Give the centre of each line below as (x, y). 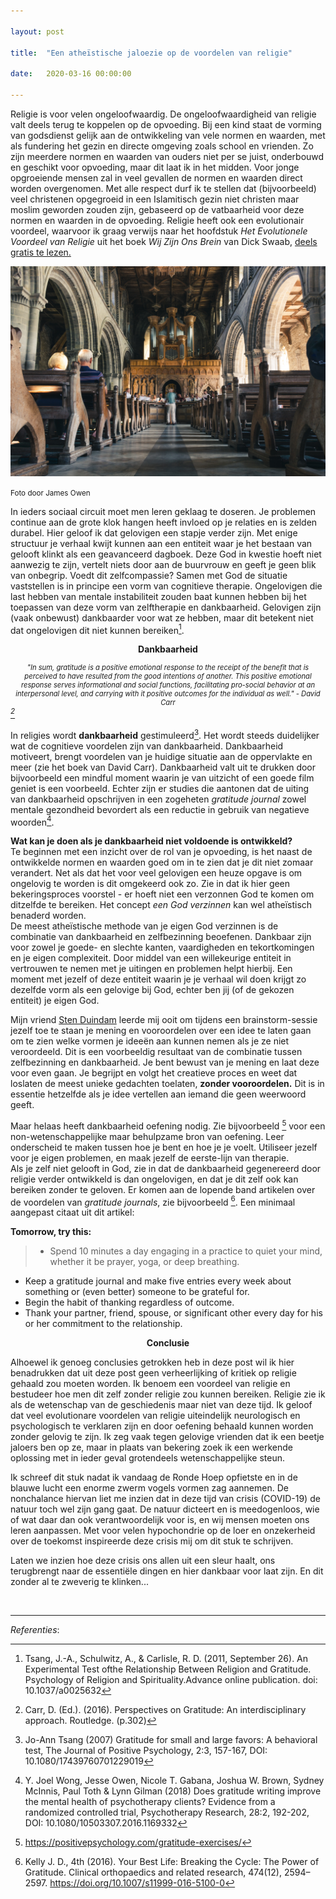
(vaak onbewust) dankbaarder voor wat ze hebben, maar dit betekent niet (162, 617)
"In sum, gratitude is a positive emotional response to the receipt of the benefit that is (168, 668)
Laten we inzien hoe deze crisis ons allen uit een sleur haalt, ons (143, 1561)
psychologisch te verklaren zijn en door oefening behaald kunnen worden (162, 1426)
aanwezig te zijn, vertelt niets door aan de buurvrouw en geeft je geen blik (163, 564)
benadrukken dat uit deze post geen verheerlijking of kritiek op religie (153, 1373)
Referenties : (35, 1630)
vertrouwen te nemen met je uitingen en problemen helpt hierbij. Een (151, 969)
